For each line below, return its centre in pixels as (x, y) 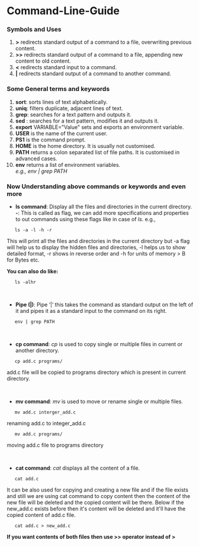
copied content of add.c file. (41, 515)
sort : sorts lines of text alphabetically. (61, 102)
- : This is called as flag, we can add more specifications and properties (102, 213)
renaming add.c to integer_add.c (46, 424)
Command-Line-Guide (63, 11)
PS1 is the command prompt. (50, 140)
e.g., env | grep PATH (41, 171)
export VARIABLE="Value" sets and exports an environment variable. (99, 127)
